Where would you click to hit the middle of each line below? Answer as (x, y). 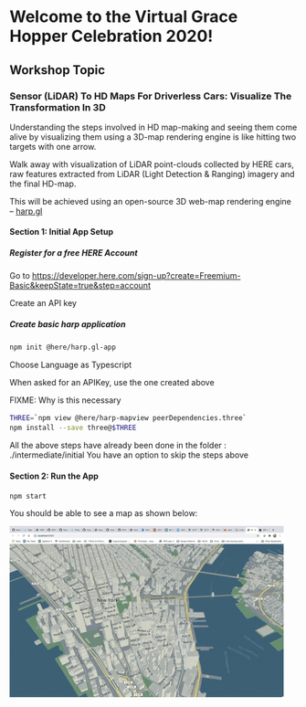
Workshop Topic (58, 70)
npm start (28, 496)
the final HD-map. (43, 184)
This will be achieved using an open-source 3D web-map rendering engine (151, 201)
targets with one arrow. (53, 146)
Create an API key (43, 303)
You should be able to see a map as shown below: (104, 513)
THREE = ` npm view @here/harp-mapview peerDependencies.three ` (128, 418)
